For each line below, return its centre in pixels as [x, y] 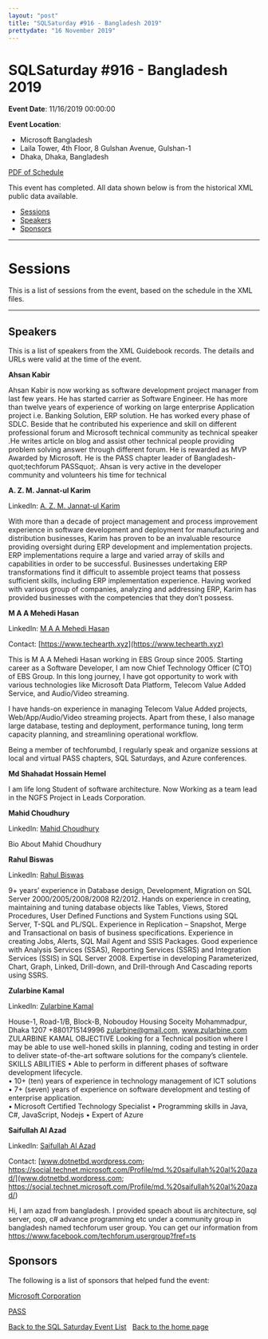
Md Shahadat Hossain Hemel [57, 774]
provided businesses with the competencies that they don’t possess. [121, 598]
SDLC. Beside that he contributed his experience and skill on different [122, 425]
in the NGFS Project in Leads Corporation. [77, 798]
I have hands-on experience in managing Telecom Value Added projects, [128, 709]
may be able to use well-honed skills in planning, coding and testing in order [134, 1047]
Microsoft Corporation [45, 1296]
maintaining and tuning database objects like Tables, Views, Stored [118, 907]
